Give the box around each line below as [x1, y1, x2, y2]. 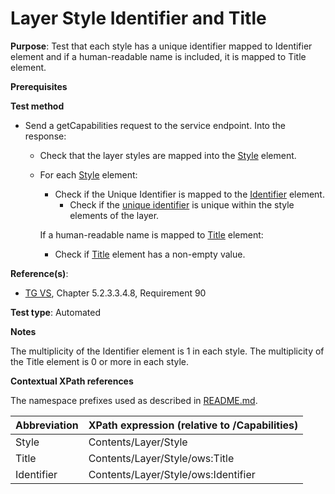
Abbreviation [15, 418, 79, 432]
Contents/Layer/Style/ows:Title [88, 451, 235, 465]
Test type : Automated [10, 306, 101, 318]
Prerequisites [10, 80, 68, 92]
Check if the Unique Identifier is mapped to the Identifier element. [54, 188, 325, 200]
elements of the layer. [69, 209, 160, 221]
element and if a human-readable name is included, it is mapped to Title [10, 50, 307, 62]
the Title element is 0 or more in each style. [10, 355, 190, 367]
